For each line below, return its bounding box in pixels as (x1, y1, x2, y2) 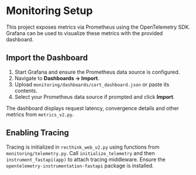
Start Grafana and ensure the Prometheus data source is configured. (14, 68, 180, 76)
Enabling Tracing (6, 128, 69, 138)
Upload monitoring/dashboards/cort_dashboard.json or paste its (14, 81, 170, 88)
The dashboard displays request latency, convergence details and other (6, 104, 180, 112)
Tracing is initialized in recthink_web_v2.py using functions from (6, 143, 160, 150)
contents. (14, 87, 38, 94)
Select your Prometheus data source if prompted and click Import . (14, 93, 175, 100)
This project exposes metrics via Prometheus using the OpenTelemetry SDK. (6, 23, 191, 30)
